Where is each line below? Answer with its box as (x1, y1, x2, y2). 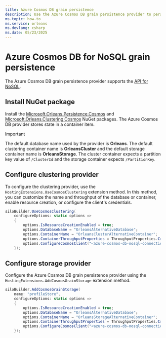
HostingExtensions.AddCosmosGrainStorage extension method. (5, 277, 131, 284)
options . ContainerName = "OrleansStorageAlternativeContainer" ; (23, 314, 158, 320)
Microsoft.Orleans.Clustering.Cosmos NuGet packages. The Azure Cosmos (5, 116, 158, 122)
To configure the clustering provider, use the (5, 184, 96, 189)
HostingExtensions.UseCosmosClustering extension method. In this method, (5, 188, 158, 195)
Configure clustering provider (5, 171, 99, 179)
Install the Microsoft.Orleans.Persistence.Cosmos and (5, 111, 115, 116)
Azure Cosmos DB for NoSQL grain (5, 51, 151, 63)
